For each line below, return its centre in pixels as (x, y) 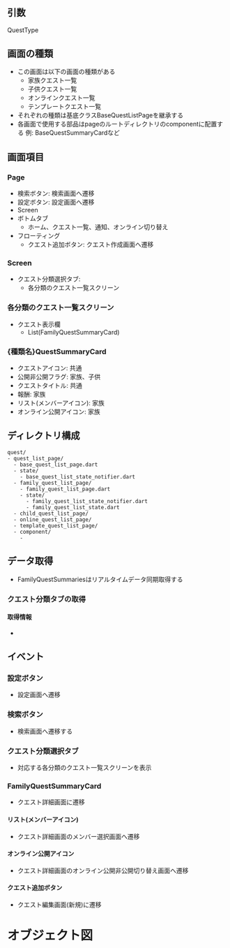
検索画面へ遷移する (45, 731)
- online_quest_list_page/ (53, 519)
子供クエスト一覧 (52, 89)
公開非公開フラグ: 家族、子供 (59, 377)
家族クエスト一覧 (52, 80)
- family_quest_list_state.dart (72, 507)
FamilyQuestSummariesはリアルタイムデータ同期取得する (100, 579)
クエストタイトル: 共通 (49, 385)
